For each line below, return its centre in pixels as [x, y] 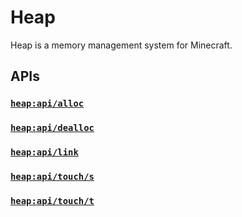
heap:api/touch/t [52, 200]
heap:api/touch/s [52, 177]
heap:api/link [44, 152]
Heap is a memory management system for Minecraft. [121, 45]
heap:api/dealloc [52, 128]
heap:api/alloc [47, 104]
